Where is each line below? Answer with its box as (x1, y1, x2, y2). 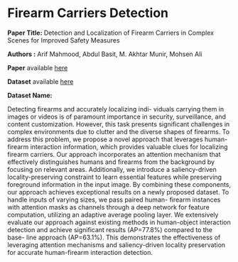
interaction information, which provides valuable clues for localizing (30, 142, 229, 151)
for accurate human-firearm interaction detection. (7, 248, 153, 256)
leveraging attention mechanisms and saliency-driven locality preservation (7, 240, 226, 249)
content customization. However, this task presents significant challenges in (7, 119, 230, 129)
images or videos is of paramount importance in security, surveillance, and (7, 112, 226, 121)
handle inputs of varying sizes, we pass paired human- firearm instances (7, 195, 221, 204)
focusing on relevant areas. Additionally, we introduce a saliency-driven (7, 165, 217, 173)
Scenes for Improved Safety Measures (7, 36, 120, 44)
